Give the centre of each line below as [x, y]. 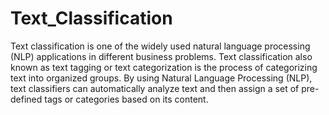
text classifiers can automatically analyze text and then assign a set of [155, 88]
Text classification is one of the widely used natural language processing [160, 46]
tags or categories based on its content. [126, 99]
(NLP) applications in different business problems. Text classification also [161, 56]
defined [26, 99]
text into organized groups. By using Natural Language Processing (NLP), [161, 78]
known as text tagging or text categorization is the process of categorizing [164, 67]
